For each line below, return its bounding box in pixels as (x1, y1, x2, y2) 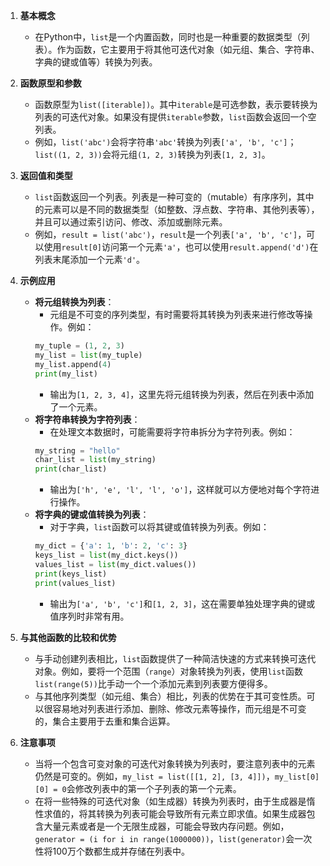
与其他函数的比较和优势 (19, 631, 117, 643)
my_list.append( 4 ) (34, 359, 112, 369)
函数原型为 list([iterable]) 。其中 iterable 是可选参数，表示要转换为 (34, 99, 318, 110)
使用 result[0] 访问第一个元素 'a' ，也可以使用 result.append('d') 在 (43, 241, 319, 253)
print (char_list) (34, 464, 108, 474)
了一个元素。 (49, 400, 103, 413)
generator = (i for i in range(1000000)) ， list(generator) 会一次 (34, 832, 313, 844)
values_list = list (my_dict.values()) (34, 559, 197, 569)
